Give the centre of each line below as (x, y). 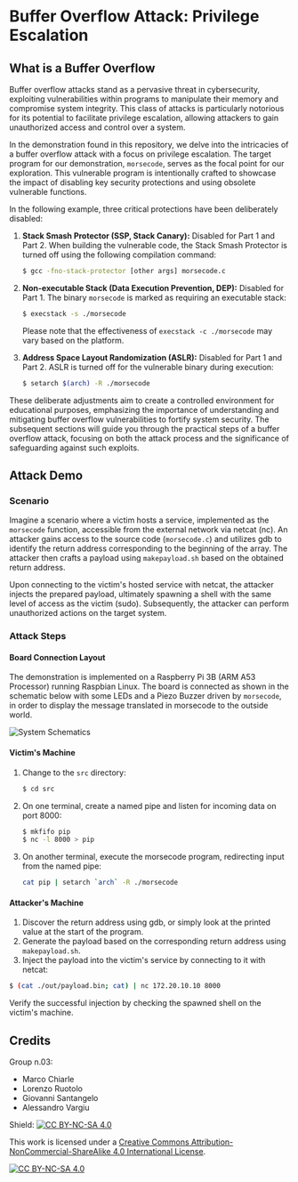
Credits (30, 1040)
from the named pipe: (62, 866)
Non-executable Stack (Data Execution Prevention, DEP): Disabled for (153, 287)
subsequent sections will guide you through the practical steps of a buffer (145, 428)
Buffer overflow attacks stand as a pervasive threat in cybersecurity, (135, 89)
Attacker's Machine (47, 903)
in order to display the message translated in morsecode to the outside (139, 706)
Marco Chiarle (48, 1080)
